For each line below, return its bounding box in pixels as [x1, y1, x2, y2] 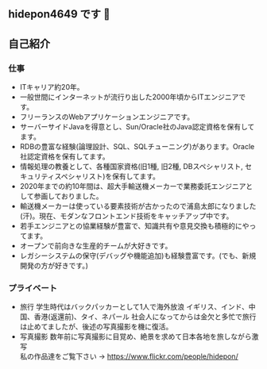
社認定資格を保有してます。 [19, 152, 110, 161]
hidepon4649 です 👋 [8, 7, 111, 21]
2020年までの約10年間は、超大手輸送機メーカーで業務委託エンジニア [19, 182, 246, 191]
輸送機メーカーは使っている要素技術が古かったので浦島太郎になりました [19, 202, 257, 211]
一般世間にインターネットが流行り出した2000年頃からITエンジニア [19, 92, 239, 102]
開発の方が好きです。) [19, 261, 89, 271]
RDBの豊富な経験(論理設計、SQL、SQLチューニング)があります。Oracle [19, 142, 255, 152]
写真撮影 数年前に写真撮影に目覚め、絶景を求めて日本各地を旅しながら [19, 332, 252, 341]
